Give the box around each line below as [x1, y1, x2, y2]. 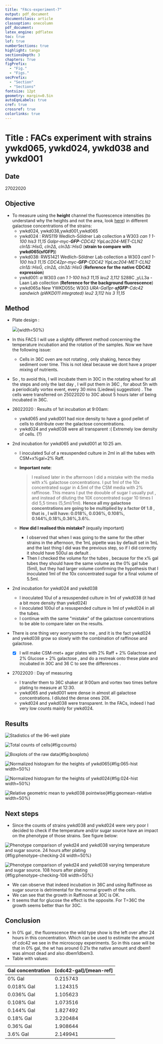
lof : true [5, 39, 25, 44]
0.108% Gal [7, 999, 36, 1005]
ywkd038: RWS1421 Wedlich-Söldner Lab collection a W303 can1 [19, 254, 151, 260]
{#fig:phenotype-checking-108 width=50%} [5, 872, 94, 878]
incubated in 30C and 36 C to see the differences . [19, 661, 121, 667]
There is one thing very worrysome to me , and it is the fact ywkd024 [12, 630, 151, 636]
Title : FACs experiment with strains [5, 132, 152, 143]
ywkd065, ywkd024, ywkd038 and [5, 142, 149, 154]
